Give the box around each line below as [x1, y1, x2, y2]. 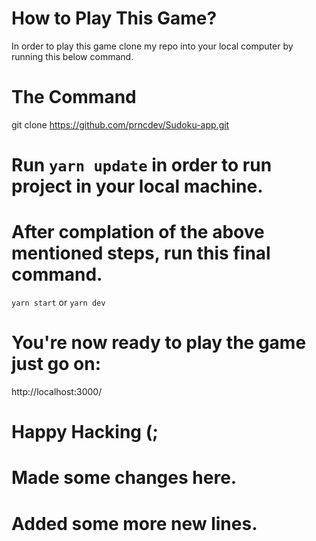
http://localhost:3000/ [11, 385, 103, 397]
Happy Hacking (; [11, 421, 159, 444]
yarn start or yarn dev [11, 297, 106, 308]
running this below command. [11, 50, 134, 62]
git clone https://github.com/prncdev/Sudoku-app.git [11, 118, 230, 131]
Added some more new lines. [11, 512, 258, 535]
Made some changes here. [11, 467, 238, 489]
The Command [11, 86, 137, 109]
